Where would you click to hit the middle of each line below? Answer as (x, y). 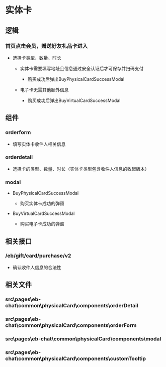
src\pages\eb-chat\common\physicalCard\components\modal (83, 339)
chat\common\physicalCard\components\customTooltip (76, 358)
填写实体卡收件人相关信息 (39, 144)
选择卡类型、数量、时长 (37, 58)
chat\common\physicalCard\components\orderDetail (72, 306)
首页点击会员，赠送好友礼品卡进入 (47, 46)
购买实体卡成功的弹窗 (42, 203)
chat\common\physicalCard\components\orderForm (71, 325)
